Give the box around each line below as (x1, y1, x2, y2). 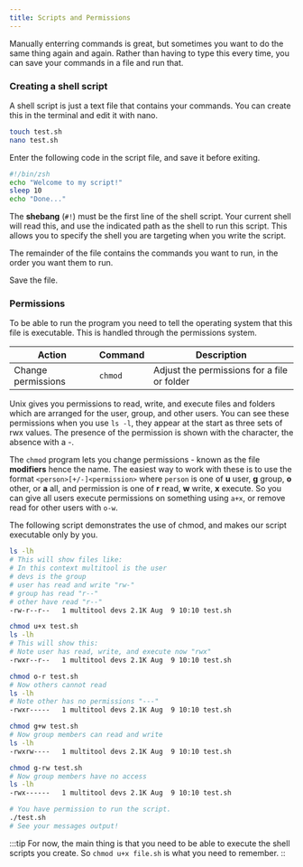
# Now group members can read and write (9, 731, 164, 740)
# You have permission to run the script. (9, 805, 171, 814)
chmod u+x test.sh (9, 622, 78, 631)
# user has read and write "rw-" (9, 580, 135, 590)
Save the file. (9, 275, 59, 285)
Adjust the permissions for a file (152, 364, 289, 377)
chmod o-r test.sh (9, 672, 78, 681)
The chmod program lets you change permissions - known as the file (9, 454, 261, 465)
